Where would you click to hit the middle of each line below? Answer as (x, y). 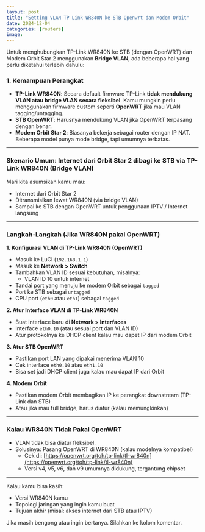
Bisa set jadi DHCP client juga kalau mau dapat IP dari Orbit (90, 372)
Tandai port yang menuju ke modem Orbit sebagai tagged (87, 286)
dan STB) (39, 402)
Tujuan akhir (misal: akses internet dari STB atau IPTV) (84, 511)
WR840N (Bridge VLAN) (57, 168)
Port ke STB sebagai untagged (52, 292)
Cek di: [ (35, 456)
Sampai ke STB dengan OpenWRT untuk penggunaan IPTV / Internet (101, 206)
